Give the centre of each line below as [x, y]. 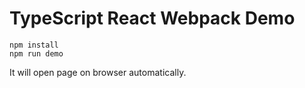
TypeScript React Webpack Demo [152, 18]
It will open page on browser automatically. [98, 72]
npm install [34, 45]
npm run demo [36, 53]
